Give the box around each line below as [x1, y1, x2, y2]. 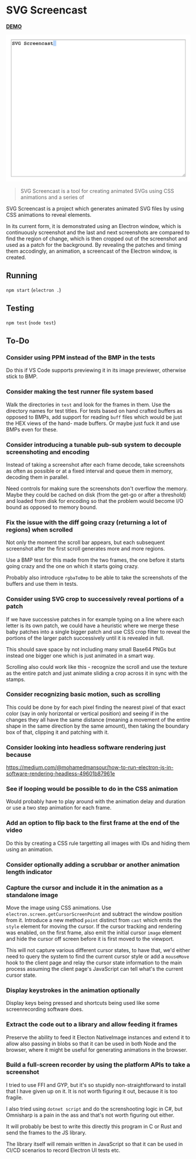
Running [6, 271, 38, 281]
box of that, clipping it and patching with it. [6, 728, 109, 736]
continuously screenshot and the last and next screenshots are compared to [6, 229, 190, 236]
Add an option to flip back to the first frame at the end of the [6, 819, 180, 827]
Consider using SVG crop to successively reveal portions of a [6, 595, 184, 603]
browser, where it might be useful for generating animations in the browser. [6, 1046, 188, 1053]
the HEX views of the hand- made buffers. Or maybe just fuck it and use [6, 420, 180, 427]
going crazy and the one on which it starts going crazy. [6, 563, 139, 570]
